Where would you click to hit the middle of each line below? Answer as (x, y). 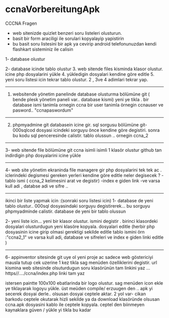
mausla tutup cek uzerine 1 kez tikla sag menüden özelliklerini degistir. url (81, 262)
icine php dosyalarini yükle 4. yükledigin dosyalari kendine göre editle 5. (80, 74)
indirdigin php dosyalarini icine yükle (43, 155)
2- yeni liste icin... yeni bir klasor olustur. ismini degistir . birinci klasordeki (81, 221)
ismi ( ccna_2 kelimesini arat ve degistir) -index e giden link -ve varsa (89, 180)
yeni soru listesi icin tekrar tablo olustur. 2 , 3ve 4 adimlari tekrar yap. (77, 79)
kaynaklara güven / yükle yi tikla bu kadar (48, 310)
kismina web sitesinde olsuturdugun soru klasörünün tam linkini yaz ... (78, 268)
